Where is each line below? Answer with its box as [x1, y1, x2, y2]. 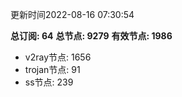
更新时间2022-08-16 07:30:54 [10, 9, 135, 20]
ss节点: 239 [24, 76, 74, 88]
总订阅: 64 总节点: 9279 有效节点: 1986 [10, 30, 173, 42]
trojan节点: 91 [24, 64, 81, 75]
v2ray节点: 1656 [24, 51, 92, 63]
